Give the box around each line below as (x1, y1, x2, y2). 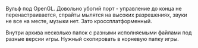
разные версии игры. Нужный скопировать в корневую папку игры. (5, 36, 179, 42)
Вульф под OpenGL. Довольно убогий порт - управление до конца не (5, 5, 182, 12)
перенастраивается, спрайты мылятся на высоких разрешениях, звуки (5, 11, 188, 18)
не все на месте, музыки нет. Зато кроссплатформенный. (5, 18, 152, 24)
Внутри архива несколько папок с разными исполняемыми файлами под (5, 29, 192, 36)
